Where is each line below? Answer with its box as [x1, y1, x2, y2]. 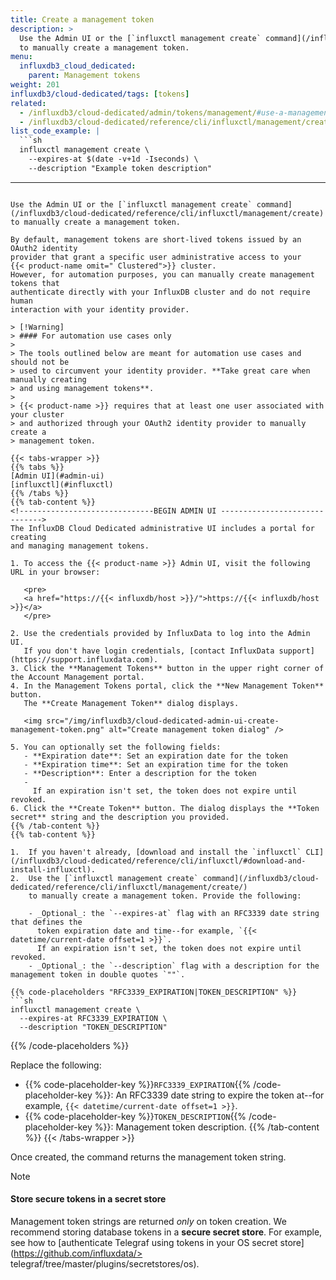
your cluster [10, 409, 65, 420]
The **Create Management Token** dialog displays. [23, 698, 240, 708]
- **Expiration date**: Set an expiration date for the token [23, 751, 288, 761]
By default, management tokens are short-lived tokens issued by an [10, 234, 302, 245]
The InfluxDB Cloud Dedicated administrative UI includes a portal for [10, 523, 315, 533]
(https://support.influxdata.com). [10, 654, 159, 665]
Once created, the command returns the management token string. [10, 1151, 287, 1163]
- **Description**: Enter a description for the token [23, 768, 257, 778]
